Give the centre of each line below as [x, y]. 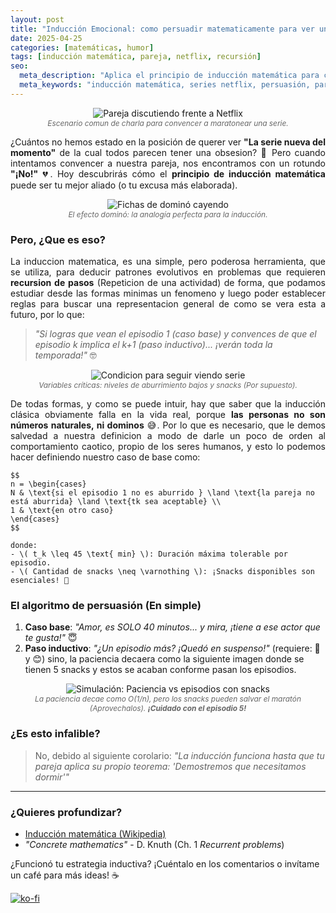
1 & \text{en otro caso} [62, 511]
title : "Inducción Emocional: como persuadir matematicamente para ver [162, 29]
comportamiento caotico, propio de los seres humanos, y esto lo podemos [168, 447]
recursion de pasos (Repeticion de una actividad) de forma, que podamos [168, 283]
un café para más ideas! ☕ [65, 875]
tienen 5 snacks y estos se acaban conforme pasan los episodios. [160, 670]
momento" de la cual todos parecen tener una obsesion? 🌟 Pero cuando [168, 152]
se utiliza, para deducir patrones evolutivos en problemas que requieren [168, 272]
